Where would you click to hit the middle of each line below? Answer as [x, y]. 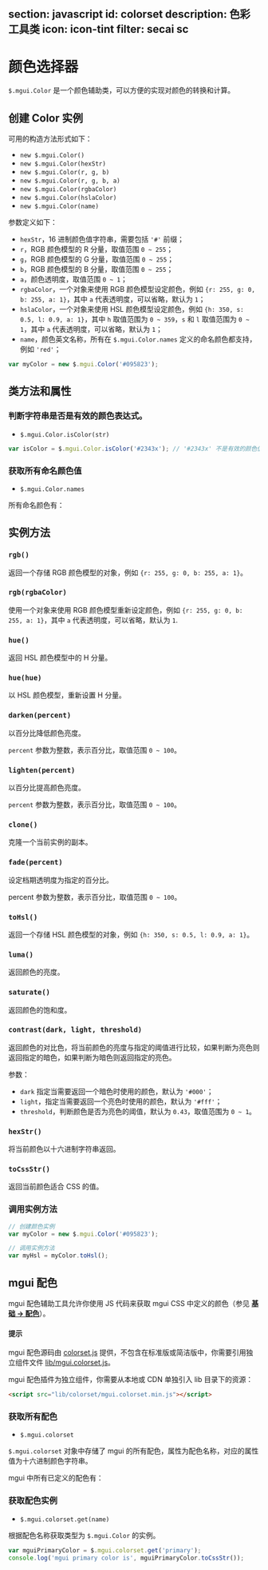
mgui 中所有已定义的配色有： [56, 1478]
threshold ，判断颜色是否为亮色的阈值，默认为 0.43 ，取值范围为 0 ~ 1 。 [138, 1111]
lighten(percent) [42, 770]
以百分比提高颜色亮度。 [47, 788]
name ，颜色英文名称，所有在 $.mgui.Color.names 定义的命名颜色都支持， [138, 339]
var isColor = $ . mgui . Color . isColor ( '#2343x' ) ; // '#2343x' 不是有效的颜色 [133, 449]
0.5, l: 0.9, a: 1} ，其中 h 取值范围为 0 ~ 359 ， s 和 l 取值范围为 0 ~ [134, 319]
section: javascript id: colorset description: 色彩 [130, 14]
